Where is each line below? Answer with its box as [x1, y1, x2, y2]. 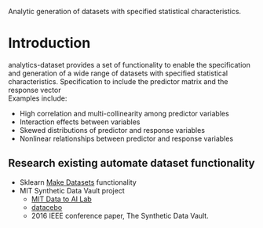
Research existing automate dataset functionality [8, 156, 255, 170]
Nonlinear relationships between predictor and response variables [19, 134, 234, 143]
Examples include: [8, 94, 68, 103]
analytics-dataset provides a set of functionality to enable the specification [8, 60, 251, 69]
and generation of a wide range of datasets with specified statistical [8, 68, 228, 78]
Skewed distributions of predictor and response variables [19, 125, 206, 134]
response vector [8, 85, 61, 94]
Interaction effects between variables [19, 117, 141, 127]
